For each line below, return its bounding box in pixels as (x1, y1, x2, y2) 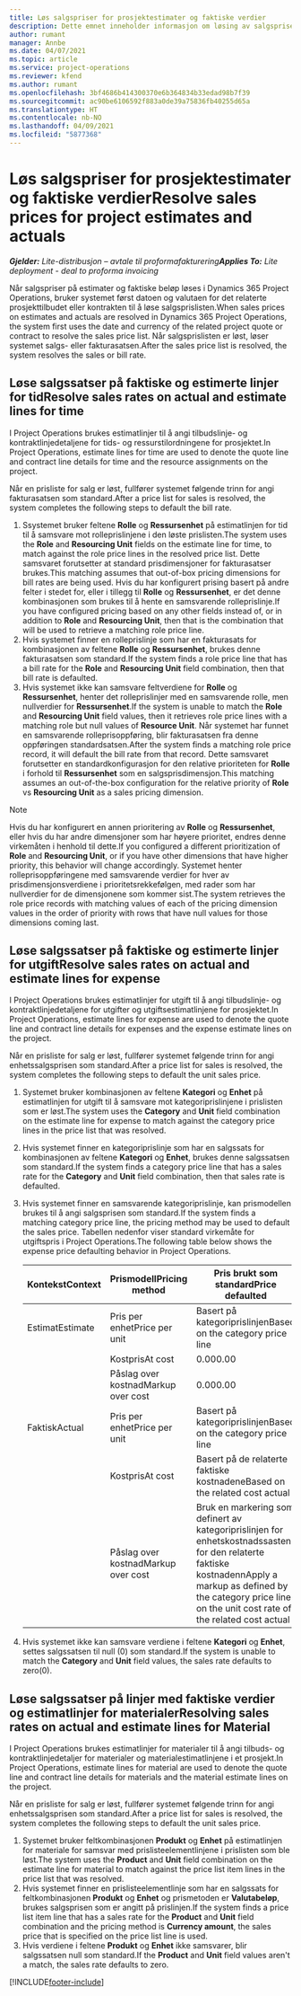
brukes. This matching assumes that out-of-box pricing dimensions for (21, 567, 281, 578)
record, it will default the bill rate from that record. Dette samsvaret (21, 748, 269, 759)
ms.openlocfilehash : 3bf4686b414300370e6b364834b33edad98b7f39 (9, 88, 251, 97)
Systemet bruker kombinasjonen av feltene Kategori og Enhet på (21, 1087, 263, 1098)
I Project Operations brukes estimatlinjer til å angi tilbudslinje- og (9, 428, 248, 438)
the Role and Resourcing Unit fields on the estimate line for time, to (21, 538, 272, 549)
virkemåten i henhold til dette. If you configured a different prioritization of (9, 841, 280, 852)
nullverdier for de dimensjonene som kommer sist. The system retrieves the (9, 888, 286, 899)
